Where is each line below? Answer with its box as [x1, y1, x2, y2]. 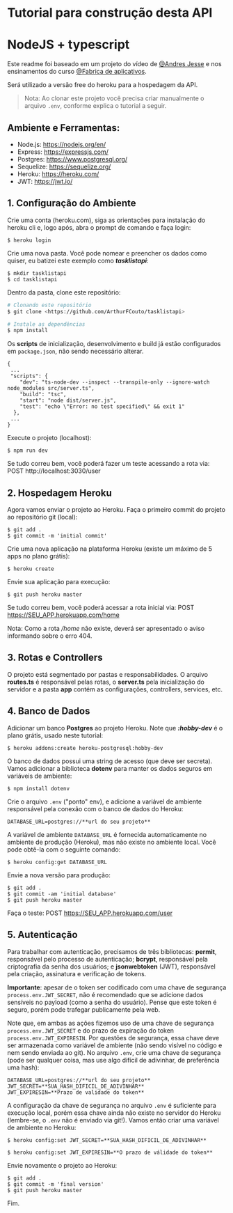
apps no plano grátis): [7, 552, 70, 561]
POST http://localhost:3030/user [7, 467, 101, 475]
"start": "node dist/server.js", [19, 397, 117, 405]
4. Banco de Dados [7, 705, 90, 717]
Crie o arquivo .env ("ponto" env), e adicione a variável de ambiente [7, 797, 202, 806]
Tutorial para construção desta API [7, 5, 213, 21]
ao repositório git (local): [7, 513, 78, 522]
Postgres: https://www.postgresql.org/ [17, 155, 127, 163]
